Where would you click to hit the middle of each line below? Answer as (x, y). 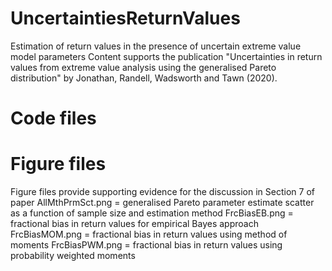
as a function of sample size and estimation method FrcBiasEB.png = (152, 213)
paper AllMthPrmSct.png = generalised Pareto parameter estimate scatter (162, 203)
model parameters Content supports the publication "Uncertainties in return (166, 56)
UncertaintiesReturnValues (125, 18)
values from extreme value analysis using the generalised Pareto (143, 67)
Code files (53, 118)
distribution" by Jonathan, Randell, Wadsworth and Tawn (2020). (144, 78)
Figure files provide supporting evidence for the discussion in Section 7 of (162, 192)
